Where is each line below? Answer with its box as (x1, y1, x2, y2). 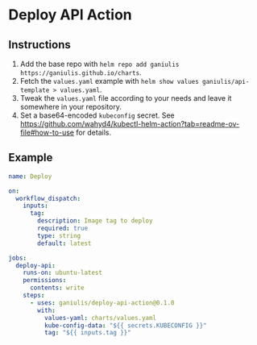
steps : (23, 292, 45, 300)
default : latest (37, 239, 92, 247)
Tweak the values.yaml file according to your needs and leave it (19, 94, 232, 102)
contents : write (29, 284, 85, 292)
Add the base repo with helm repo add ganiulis (19, 59, 180, 69)
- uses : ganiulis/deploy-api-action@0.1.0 (29, 298, 175, 307)
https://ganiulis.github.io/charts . (19, 68, 143, 77)
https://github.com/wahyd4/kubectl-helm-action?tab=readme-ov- (19, 119, 240, 128)
